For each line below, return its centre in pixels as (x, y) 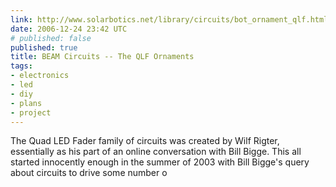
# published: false (51, 38)
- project (31, 112)
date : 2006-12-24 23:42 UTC (69, 29)
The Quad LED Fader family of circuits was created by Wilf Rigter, (145, 141)
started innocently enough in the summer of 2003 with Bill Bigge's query (160, 162)
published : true (44, 47)
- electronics (40, 76)
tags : (21, 66)
